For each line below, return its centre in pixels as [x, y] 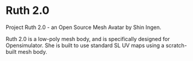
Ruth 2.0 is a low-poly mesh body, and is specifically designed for [88, 39]
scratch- [176, 45]
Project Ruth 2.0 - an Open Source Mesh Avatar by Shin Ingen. [83, 27]
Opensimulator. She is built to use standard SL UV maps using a [85, 45]
